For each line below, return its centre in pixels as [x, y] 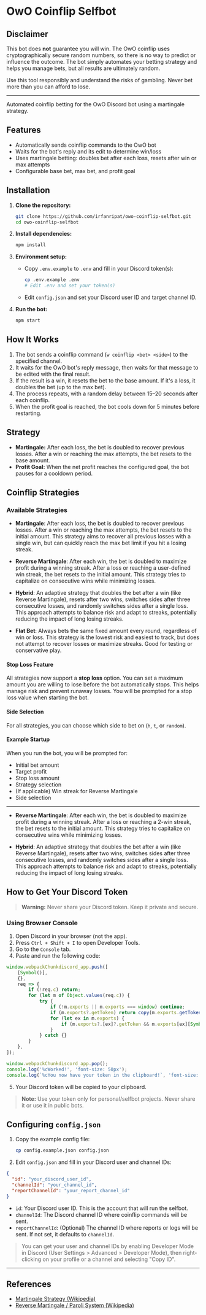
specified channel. [39, 361]
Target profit [31, 771]
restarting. [28, 413]
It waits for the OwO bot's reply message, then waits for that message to [107, 367]
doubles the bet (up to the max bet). [61, 387]
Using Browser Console [42, 923]
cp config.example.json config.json [62, 1150]
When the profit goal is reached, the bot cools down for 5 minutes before [107, 406]
